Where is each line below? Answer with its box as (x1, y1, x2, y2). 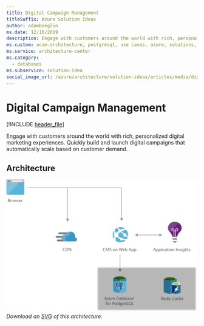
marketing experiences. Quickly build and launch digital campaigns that (6, 139, 185, 146)
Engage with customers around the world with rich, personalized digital (6, 132, 185, 140)
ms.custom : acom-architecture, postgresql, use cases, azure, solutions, (6, 42, 197, 48)
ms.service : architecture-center (6, 49, 91, 55)
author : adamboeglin (6, 22, 59, 29)
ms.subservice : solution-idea (6, 67, 83, 73)
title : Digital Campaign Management (6, 10, 99, 16)
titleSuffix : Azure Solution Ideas (6, 16, 97, 22)
